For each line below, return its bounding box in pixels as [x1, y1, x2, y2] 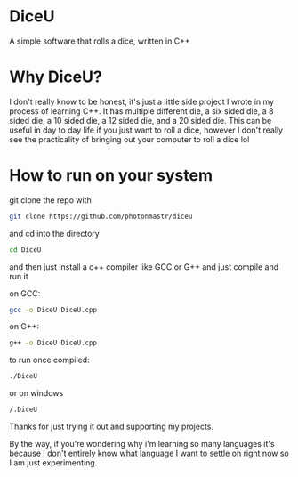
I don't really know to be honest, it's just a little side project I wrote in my [9, 96, 274, 107]
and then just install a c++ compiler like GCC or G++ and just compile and [9, 261, 278, 272]
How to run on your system [9, 166, 213, 186]
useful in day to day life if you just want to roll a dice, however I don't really [9, 125, 283, 135]
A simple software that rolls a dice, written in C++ [9, 36, 191, 46]
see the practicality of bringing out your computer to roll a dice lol [9, 133, 250, 144]
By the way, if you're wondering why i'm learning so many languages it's [9, 439, 275, 449]
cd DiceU [9, 245, 42, 255]
